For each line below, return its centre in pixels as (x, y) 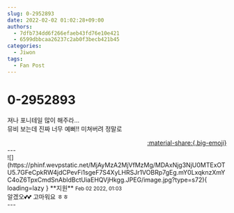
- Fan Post (29, 65)
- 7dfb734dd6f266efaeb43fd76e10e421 (67, 33)
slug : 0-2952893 (31, 14)
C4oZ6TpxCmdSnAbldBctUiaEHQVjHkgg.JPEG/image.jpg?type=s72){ (107, 180)
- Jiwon (25, 53)
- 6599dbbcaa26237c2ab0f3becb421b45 (67, 40)
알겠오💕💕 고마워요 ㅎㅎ (38, 196)
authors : (20, 26)
